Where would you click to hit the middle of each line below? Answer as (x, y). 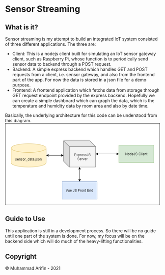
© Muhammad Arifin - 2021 (33, 268)
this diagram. (18, 121)
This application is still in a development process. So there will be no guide (81, 231)
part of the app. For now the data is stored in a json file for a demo (79, 80)
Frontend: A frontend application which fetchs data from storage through (86, 90)
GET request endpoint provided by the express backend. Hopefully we (83, 95)
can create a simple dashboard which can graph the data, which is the (83, 101)
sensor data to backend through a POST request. (62, 64)
